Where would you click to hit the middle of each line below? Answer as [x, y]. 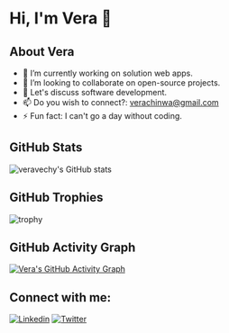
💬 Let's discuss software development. [95, 92]
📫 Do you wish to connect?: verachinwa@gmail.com [120, 102]
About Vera [42, 52]
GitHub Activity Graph [73, 248]
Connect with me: [60, 297]
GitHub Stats [46, 148]
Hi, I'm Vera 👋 [61, 18]
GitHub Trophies [56, 198]
